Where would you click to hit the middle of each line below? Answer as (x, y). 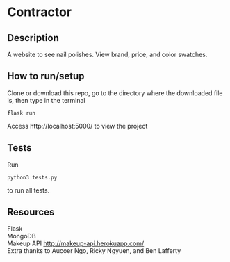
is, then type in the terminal (46, 100)
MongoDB (22, 236)
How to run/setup (46, 76)
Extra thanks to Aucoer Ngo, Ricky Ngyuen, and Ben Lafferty (94, 251)
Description (33, 38)
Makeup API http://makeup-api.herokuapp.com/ (76, 243)
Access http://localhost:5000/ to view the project (77, 126)
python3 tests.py (32, 177)
